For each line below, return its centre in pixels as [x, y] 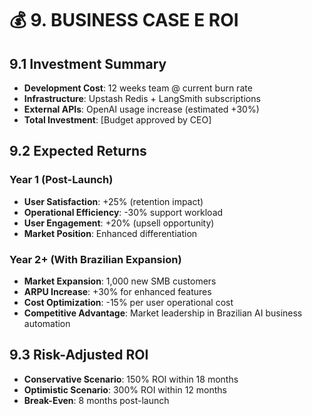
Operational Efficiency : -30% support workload [123, 212]
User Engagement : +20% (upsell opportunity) [119, 223]
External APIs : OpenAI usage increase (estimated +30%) [141, 109]
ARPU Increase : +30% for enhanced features [117, 291]
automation [47, 323]
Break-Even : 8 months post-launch [96, 400]
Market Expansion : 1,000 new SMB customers [120, 281]
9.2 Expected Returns [78, 151]
